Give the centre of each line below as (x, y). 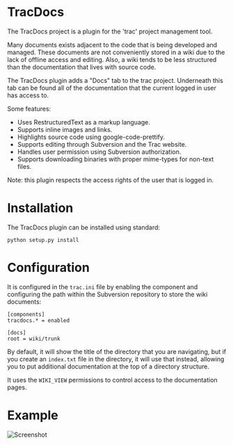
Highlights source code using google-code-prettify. (91, 137)
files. (24, 166)
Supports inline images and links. (65, 129)
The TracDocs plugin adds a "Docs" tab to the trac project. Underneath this (115, 80)
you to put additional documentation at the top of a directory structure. (109, 366)
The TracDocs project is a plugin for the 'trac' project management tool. (110, 31)
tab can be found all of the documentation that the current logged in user (112, 88)
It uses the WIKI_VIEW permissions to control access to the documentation (112, 380)
